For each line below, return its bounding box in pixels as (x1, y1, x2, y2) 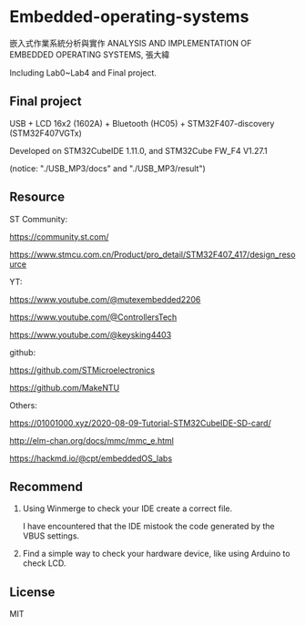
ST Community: (9, 213, 68, 224)
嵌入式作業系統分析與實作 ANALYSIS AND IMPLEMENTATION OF (9, 37, 252, 48)
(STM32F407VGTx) (9, 128, 82, 139)
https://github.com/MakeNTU (9, 382, 120, 393)
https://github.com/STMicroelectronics (9, 364, 156, 375)
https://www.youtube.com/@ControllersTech (9, 312, 178, 323)
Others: (9, 399, 38, 411)
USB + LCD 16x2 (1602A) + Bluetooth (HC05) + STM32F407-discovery (9, 118, 275, 128)
